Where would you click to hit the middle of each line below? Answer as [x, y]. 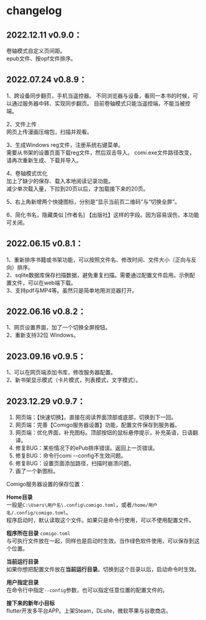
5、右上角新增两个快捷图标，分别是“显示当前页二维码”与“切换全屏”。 [93, 202]
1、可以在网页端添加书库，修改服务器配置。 [61, 372]
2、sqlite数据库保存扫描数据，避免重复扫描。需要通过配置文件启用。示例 [98, 275]
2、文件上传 [21, 124]
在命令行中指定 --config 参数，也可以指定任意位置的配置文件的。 [87, 590]
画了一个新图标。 [37, 471]
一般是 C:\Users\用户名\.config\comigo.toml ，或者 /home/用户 [82, 505]
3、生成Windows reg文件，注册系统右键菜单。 [65, 144]
